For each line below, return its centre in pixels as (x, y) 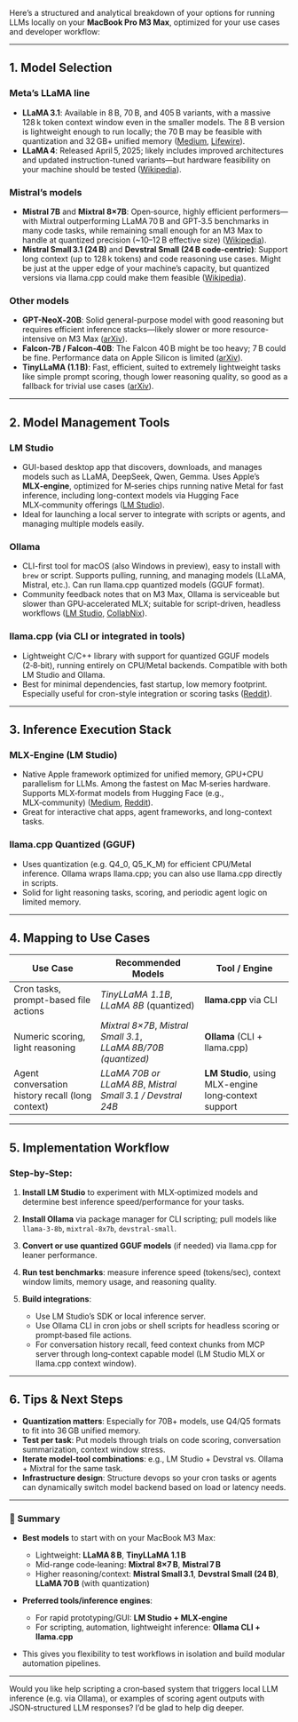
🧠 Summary (35, 1519)
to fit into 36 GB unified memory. (81, 1431)
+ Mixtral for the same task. (72, 1468)
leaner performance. (59, 1256)
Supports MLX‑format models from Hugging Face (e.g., (123, 793)
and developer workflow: (55, 32)
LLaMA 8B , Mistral (139, 1085)
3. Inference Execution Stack (90, 729)
